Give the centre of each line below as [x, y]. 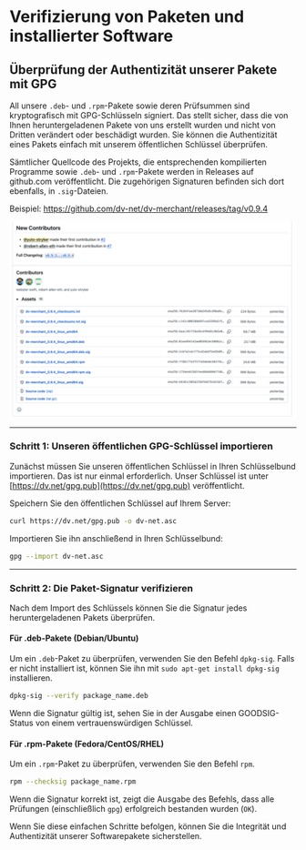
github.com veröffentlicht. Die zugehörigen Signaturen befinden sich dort [147, 181]
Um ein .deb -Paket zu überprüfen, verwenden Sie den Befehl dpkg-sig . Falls [152, 659]
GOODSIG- [259, 713]
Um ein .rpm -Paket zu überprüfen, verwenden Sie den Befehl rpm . [132, 764]
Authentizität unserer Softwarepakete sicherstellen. [106, 836]
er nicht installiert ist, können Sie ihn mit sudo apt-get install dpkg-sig [144, 668]
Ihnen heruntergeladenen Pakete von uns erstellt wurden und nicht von [143, 125]
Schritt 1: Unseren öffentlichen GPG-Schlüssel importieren [141, 446]
